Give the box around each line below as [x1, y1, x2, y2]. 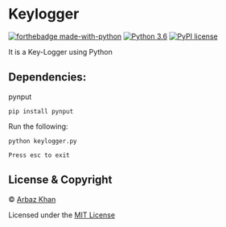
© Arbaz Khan [8, 194, 56, 204]
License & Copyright [8, 173, 113, 187]
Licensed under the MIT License [8, 210, 115, 220]
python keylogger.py [8, 137, 78, 145]
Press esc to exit [8, 151, 70, 159]
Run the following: [8, 122, 68, 131]
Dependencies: [8, 70, 87, 85]
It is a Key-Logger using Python [8, 47, 113, 56]
